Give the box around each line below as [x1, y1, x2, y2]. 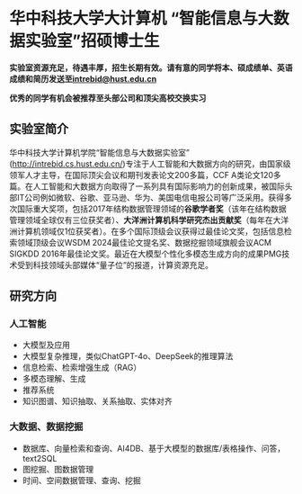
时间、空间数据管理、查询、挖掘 [22, 474, 141, 486]
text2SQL [22, 453, 58, 463]
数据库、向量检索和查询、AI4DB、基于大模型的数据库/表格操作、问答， [22, 443, 286, 454]
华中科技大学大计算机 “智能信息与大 [9, 8, 274, 29]
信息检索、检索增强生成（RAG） [22, 362, 142, 373]
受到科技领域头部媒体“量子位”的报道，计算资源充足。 [16, 259, 214, 270]
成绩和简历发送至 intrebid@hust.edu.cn [9, 73, 157, 84]
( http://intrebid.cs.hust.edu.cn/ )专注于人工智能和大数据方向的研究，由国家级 [9, 158, 291, 169]
